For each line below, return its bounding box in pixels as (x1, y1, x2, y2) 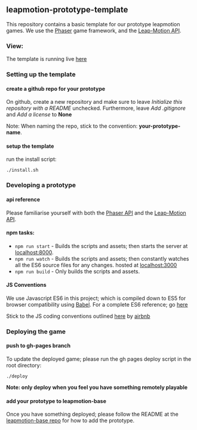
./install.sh (6, 167, 39, 174)
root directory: (6, 362, 42, 369)
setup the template (6, 143, 54, 150)
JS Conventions (6, 281, 47, 289)
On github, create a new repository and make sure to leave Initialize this (6, 98, 183, 106)
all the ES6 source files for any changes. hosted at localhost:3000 (14, 261, 177, 268)
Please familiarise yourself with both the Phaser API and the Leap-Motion (6, 209, 186, 216)
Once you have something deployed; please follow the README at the (6, 411, 179, 418)
